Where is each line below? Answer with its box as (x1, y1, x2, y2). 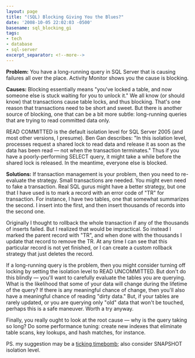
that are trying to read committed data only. (6, 116, 111, 123)
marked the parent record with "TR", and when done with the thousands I (6, 232, 182, 239)
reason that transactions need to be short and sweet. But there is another (6, 104, 183, 111)
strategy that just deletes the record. (6, 250, 94, 257)
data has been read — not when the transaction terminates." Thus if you (6, 147, 180, 154)
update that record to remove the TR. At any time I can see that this (6, 237, 168, 245)
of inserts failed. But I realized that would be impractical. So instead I (6, 225, 171, 232)
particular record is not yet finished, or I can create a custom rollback (6, 244, 172, 251)
